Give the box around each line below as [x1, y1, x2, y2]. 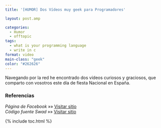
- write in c [9, 48, 36, 52]
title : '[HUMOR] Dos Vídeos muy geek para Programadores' [5, 7, 126, 12]
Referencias [5, 92, 35, 99]
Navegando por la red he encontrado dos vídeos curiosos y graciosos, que [5, 75, 156, 81]
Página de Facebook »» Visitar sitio [5, 103, 77, 109]
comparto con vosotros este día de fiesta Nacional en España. [5, 80, 131, 86]
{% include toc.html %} [5, 118, 52, 124]
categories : [5, 25, 29, 30]
